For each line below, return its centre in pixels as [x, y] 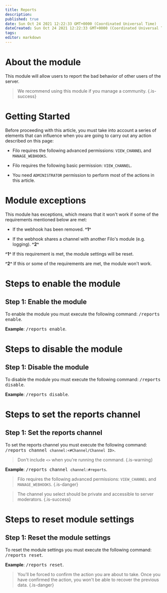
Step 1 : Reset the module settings [58, 538]
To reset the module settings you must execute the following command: [78, 550]
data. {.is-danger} [36, 585]
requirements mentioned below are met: [46, 219]
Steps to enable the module [63, 283]
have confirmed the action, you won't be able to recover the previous [88, 580]
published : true [22, 19]
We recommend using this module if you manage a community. [82, 91]
